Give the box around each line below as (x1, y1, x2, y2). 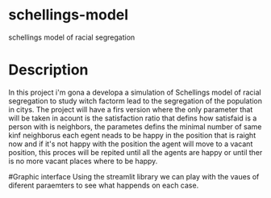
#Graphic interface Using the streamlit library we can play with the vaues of (8, 171, 260, 181)
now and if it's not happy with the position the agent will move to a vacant (8, 139, 253, 149)
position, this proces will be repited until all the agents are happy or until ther (8, 147, 263, 157)
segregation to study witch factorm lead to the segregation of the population (8, 95, 263, 106)
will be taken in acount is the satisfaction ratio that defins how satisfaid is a (8, 113, 257, 123)
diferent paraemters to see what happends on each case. (8, 180, 199, 190)
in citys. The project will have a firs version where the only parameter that (8, 104, 253, 114)
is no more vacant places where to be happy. (8, 156, 158, 166)
